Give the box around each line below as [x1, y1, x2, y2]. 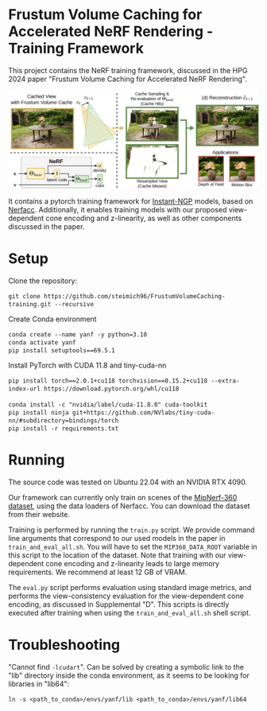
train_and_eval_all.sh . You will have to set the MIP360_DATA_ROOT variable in [8, 542, 257, 552]
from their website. [8, 510, 70, 519]
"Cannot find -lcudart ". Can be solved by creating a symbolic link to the [8, 662, 245, 672]
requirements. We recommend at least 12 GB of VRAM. [8, 567, 188, 577]
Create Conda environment [8, 314, 97, 324]
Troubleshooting [8, 636, 121, 654]
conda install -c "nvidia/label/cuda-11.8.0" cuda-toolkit [8, 401, 208, 409]
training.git [8, 301, 52, 309]
